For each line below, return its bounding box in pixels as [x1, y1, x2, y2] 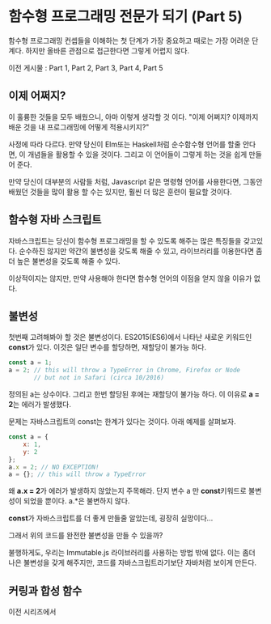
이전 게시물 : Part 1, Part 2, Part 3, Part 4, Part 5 [8, 62, 163, 73]
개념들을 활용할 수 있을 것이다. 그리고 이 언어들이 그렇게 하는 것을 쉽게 [27, 149, 248, 159]
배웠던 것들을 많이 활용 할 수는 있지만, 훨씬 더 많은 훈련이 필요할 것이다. [8, 187, 232, 197]
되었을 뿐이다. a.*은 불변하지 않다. [23, 496, 130, 506]
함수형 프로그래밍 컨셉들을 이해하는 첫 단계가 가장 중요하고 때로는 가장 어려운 [8, 36, 251, 45]
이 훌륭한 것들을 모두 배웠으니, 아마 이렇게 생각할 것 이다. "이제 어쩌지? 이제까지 [8, 112, 259, 121]
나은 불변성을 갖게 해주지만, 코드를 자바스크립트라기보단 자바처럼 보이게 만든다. [8, 558, 257, 567]
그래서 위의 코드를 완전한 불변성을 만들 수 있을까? [8, 531, 163, 541]
